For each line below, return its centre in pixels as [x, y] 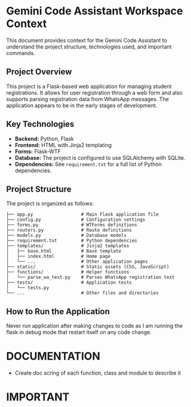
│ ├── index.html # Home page [58, 256]
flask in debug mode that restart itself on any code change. [79, 332]
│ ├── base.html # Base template [64, 251]
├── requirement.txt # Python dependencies [72, 241]
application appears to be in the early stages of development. [82, 105]
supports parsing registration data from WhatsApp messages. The [87, 99]
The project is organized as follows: [50, 203]
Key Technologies [40, 124]
